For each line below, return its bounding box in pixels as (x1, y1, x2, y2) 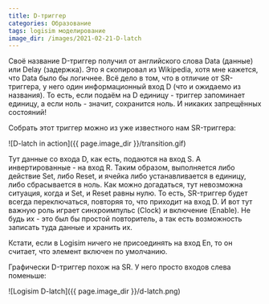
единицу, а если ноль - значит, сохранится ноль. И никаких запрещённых (8, 99, 262, 109)
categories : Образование (8, 19, 92, 27)
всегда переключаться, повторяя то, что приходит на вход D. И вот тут (8, 197, 253, 207)
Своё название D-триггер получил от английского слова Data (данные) (8, 56, 254, 66)
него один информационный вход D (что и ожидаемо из (48, 82, 241, 92)
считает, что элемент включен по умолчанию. (8, 247, 168, 257)
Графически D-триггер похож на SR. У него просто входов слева (8, 262, 231, 272)
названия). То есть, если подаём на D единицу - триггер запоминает (8, 90, 246, 101)
